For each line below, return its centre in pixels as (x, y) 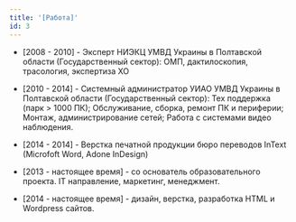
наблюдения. (48, 126)
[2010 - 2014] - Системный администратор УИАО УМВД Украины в (151, 88)
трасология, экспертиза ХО (76, 71)
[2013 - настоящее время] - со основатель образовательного (141, 171)
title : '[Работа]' (44, 18)
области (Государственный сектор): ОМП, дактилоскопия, (135, 61)
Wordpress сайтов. (58, 208)
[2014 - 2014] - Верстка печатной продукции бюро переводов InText (154, 144)
